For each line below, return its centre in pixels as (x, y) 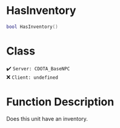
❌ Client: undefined (32, 77)
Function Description (60, 102)
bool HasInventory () (32, 27)
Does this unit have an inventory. (47, 118)
